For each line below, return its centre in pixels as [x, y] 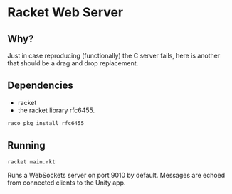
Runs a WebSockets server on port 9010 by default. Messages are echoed [116, 176]
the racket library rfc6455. [56, 110]
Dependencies [40, 86]
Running [27, 145]
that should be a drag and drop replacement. [73, 63]
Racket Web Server [65, 12]
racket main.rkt [31, 162]
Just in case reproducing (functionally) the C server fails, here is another [114, 55]
